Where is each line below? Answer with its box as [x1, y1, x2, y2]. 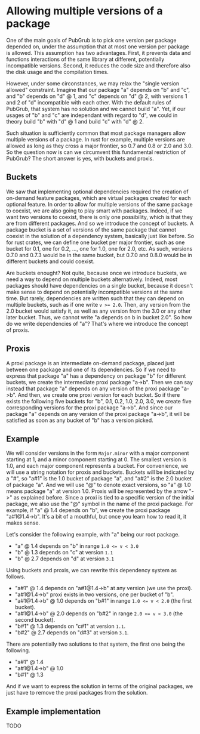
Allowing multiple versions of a [6, 4, 163, 18]
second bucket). [14, 616, 56, 624]
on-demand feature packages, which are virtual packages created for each [6, 194, 191, 201]
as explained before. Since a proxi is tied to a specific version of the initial [13, 494, 195, 501]
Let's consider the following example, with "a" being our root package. [6, 531, 180, 538]
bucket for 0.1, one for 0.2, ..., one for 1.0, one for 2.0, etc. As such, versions [6, 245, 193, 252]
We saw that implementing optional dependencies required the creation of [6, 188, 189, 195]
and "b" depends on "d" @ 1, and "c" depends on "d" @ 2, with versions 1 [6, 92, 187, 100]
